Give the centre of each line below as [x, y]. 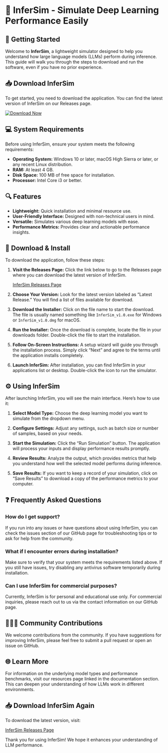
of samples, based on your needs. [47, 433]
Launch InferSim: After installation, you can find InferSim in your [79, 365]
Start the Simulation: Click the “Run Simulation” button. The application [86, 443]
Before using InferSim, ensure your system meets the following [70, 144]
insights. [21, 232]
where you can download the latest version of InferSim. [69, 275]
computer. [23, 484]
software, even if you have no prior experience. [54, 67]
